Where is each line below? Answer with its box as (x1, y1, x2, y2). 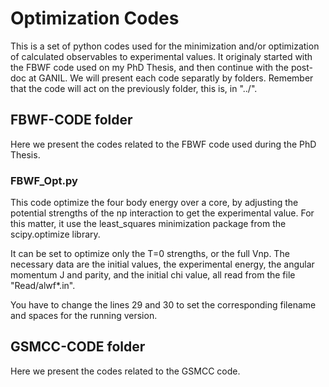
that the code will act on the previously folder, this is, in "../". (10, 82, 258, 94)
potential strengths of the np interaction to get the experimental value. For (10, 207, 315, 219)
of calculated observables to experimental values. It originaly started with (10, 50, 313, 62)
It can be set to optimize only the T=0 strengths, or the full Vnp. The (10, 248, 290, 260)
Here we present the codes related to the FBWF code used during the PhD (10, 138, 317, 150)
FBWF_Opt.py (10, 173, 78, 187)
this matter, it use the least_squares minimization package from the (10, 218, 287, 230)
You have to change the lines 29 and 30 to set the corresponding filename (10, 299, 317, 311)
